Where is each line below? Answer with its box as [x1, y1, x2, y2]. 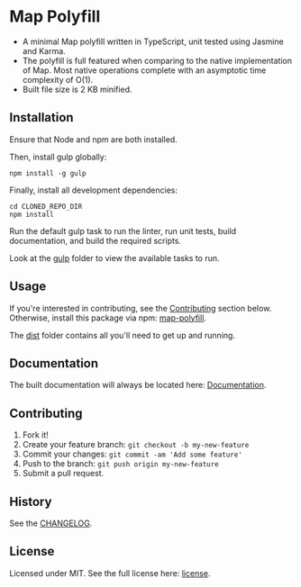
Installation [9, 110, 74, 125]
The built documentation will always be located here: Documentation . [9, 380, 267, 391]
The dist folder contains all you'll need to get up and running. [9, 330, 236, 340]
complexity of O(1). [22, 74, 94, 85]
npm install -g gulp [9, 168, 87, 177]
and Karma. [22, 45, 66, 56]
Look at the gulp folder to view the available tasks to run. [9, 252, 220, 263]
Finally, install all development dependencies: [9, 185, 178, 195]
